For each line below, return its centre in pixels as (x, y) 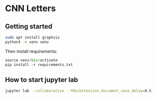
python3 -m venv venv (27, 42)
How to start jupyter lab (42, 80)
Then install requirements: (31, 51)
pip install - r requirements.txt (39, 65)
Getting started (29, 26)
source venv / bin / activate (31, 60)
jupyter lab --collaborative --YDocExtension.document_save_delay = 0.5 (78, 91)
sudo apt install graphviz (32, 37)
